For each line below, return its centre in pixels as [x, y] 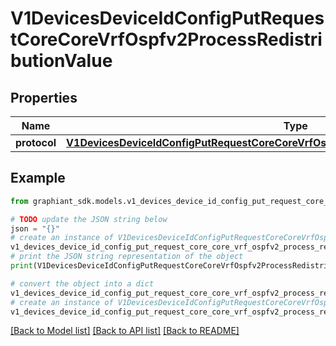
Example [38, 178]
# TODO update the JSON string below [89, 219]
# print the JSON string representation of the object [127, 257]
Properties [44, 97]
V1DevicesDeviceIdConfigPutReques [167, 18]
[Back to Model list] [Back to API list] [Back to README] [125, 331]
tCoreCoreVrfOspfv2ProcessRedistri [166, 39]
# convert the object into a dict [82, 283]
